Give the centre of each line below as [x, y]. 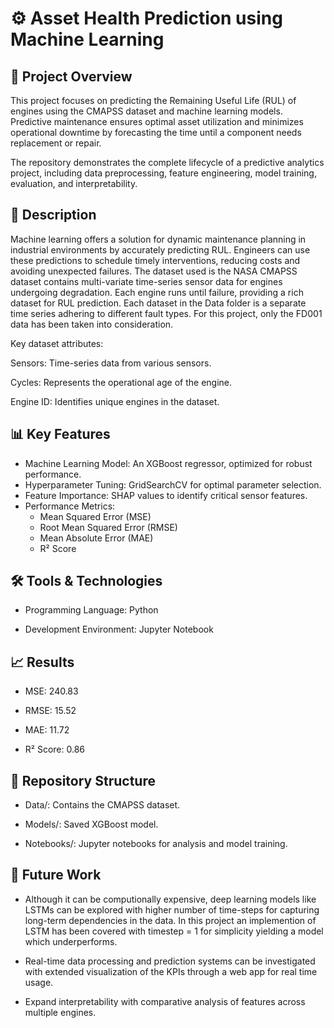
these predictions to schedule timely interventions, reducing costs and [155, 260]
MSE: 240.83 [51, 691]
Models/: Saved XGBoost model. [91, 824]
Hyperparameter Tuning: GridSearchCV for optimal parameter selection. [173, 484]
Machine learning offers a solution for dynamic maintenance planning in [158, 239]
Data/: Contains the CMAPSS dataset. [102, 805]
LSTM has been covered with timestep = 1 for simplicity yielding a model [174, 931]
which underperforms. [71, 941]
